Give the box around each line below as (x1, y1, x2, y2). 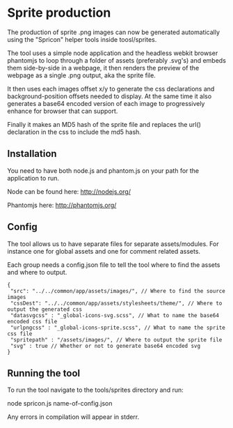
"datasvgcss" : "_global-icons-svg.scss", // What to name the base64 (10, 312, 219, 319)
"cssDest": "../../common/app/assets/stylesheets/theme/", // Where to (10, 300, 223, 307)
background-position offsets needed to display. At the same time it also (7, 92, 212, 100)
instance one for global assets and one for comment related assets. (7, 247, 200, 255)
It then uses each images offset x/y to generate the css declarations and (7, 84, 215, 93)
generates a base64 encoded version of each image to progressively (7, 99, 205, 107)
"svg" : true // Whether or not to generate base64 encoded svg (10, 342, 200, 349)
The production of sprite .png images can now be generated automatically (7, 28, 220, 36)
